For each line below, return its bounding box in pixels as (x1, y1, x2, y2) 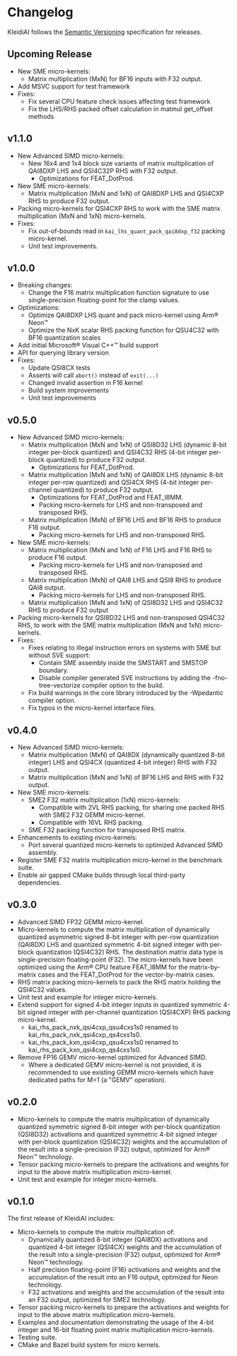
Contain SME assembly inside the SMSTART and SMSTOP (38, 659, 208, 667)
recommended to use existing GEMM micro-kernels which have (28, 1068, 214, 1076)
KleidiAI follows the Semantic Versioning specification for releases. (7, 28, 202, 36)
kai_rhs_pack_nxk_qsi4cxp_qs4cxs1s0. (28, 1030, 141, 1039)
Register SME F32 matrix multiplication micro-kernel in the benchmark (17, 856, 223, 864)
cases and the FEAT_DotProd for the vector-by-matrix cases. (37, 970, 215, 979)
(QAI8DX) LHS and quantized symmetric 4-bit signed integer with (17, 940, 209, 948)
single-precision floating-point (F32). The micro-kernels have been (17, 955, 214, 963)
